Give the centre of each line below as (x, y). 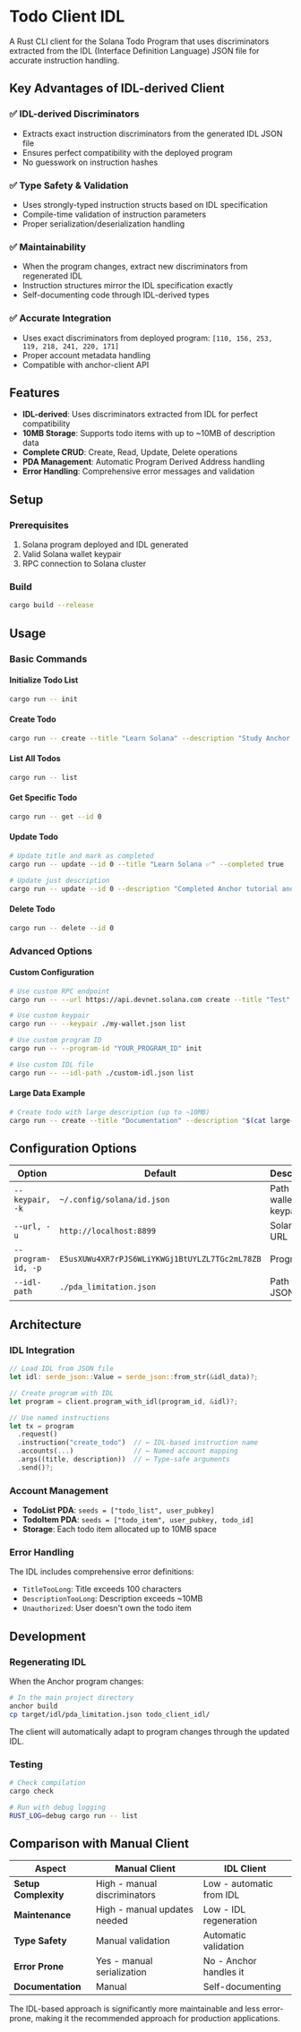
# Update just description (60, 880)
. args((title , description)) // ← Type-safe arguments (124, 1460)
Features (34, 393)
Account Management (59, 1490)
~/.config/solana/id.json (115, 1200)
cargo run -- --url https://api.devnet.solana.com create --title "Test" (150, 999)
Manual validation (133, 1941)
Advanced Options (51, 951)
